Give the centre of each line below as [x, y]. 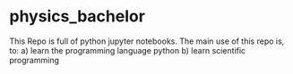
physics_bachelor [78, 16]
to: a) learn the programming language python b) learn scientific [128, 50]
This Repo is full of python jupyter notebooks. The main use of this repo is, [147, 41]
